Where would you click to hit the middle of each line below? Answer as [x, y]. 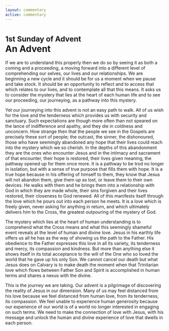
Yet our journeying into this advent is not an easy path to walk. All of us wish [84, 110]
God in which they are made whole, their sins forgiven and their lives [76, 191]
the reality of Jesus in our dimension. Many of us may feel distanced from [82, 291]
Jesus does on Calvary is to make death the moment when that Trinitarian [82, 265]
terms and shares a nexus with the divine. [48, 275]
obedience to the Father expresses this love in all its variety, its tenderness [83, 244]
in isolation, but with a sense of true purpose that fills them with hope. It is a [84, 169]
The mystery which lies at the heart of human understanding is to [73, 222]
